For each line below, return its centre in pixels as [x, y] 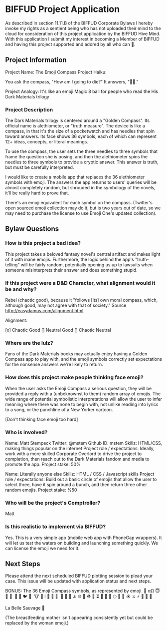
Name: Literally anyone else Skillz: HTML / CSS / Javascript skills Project [80, 474]
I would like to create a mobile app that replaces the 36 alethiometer [75, 177]
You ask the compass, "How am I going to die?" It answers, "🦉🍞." [72, 81]
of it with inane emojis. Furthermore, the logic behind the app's [70, 259]
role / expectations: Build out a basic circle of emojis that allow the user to [81, 479]
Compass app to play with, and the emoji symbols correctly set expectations [84, 359]
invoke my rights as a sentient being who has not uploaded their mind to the [83, 28]
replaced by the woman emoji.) [37, 623]
